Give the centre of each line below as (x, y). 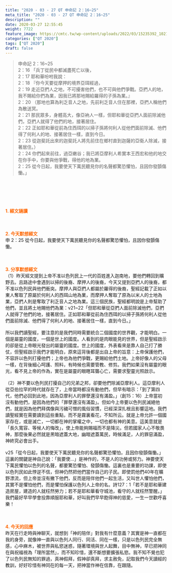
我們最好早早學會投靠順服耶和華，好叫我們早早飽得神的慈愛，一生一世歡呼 (84, 497)
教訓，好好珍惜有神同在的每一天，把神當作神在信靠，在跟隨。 (70, 565)
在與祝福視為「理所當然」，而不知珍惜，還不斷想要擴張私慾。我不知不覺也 (83, 552)
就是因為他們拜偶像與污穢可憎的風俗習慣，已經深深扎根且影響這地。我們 (90, 408)
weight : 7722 (19, 29)
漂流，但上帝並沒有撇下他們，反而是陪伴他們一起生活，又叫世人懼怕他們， (88, 478)
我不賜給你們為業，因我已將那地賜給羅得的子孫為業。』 (75, 95)
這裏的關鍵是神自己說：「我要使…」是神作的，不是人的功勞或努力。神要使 (82, 459)
